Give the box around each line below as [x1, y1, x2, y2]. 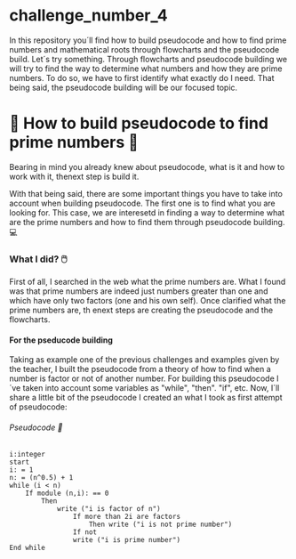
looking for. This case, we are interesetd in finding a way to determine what [9, 207, 285, 218]
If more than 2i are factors [72, 512, 180, 521]
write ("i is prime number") [72, 535, 180, 544]
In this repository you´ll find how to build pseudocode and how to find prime [9, 35, 287, 45]
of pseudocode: [9, 401, 68, 412]
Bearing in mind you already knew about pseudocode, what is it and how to [9, 161, 285, 172]
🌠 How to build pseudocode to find [9, 113, 269, 134]
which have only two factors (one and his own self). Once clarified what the [9, 296, 286, 306]
